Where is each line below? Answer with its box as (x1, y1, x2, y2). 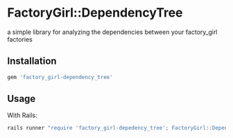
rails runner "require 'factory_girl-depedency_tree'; (7, 125, 169, 132)
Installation (7, 55, 57, 67)
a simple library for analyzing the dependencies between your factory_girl (7, 28, 218, 36)
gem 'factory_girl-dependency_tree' (7, 74, 113, 80)
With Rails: (7, 111, 37, 119)
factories (7, 35, 33, 43)
